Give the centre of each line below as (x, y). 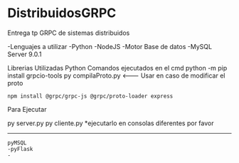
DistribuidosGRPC (62, 13)
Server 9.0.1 (25, 54)
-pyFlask (20, 149)
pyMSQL (17, 143)
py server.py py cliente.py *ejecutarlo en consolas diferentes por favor (111, 123)
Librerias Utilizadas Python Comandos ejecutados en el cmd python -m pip (117, 68)
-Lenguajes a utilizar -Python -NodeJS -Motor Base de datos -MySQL (110, 46)
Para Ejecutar (27, 109)
